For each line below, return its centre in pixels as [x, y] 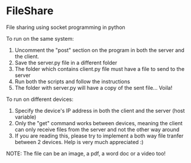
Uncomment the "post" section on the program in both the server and [99, 50]
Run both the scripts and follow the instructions [72, 81]
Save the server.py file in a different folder [66, 63]
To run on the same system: [40, 38]
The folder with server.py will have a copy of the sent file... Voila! [93, 87]
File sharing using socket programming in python [66, 27]
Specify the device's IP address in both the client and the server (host [100, 110]
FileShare [30, 11]
